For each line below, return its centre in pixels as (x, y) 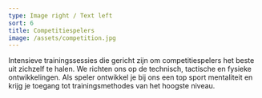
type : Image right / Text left (60, 16)
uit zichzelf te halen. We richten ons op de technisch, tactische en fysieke (130, 69)
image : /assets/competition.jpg (62, 38)
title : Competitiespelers (51, 30)
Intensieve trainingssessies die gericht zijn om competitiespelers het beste (131, 61)
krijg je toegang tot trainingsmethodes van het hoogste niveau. (112, 86)
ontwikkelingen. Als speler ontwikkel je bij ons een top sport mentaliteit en (131, 77)
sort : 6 (21, 23)
